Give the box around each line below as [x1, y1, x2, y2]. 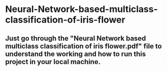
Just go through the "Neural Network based [5, 34, 146, 42]
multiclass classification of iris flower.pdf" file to [5, 41, 162, 50]
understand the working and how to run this [5, 49, 146, 58]
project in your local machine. [5, 57, 101, 66]
